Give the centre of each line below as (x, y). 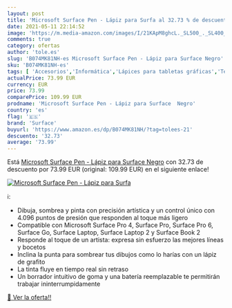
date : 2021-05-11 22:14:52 (46, 26)
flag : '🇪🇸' (24, 116)
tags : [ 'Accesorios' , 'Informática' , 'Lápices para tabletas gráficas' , (112, 71)
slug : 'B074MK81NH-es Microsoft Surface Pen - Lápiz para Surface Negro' (116, 59)
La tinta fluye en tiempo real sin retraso (73, 269)
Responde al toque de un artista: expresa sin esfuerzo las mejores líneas (120, 240)
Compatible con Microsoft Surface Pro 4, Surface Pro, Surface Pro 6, (115, 225)
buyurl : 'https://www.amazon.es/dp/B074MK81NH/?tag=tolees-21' (100, 129)
